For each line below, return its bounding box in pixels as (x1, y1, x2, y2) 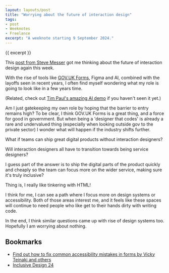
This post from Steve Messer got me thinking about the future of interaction (5, 59, 162, 65)
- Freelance (5, 31, 30, 36)
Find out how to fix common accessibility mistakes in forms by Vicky (12, 251, 155, 257)
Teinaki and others (12, 256, 51, 262)
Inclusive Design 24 (12, 262, 54, 268)
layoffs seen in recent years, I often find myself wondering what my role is (5, 80, 159, 86)
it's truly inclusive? (5, 172, 44, 178)
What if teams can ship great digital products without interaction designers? (5, 136, 163, 142)
